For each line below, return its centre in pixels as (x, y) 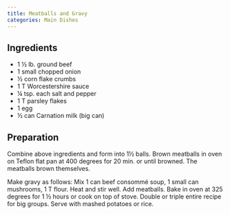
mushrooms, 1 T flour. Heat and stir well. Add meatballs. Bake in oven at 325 (115, 190)
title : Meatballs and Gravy (48, 13)
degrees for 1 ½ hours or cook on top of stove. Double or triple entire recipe (114, 196)
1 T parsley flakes (42, 101)
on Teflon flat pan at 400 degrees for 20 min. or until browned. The (102, 161)
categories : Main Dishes (43, 20)
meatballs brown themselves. (49, 169)
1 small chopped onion (49, 72)
